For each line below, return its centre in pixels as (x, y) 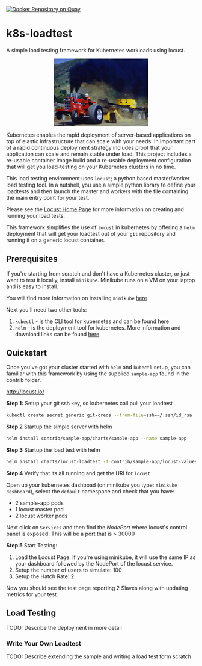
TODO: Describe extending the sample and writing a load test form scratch (99, 656)
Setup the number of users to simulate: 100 (68, 570)
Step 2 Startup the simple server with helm (59, 427)
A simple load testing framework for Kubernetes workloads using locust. (96, 50)
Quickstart (27, 353)
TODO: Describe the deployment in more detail (64, 627)
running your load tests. (35, 215)
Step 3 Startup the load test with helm (53, 450)
